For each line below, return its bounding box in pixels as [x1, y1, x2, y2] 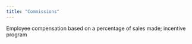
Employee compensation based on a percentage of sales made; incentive [6, 25, 186, 32]
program [6, 31, 27, 38]
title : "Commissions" [6, 8, 60, 15]
